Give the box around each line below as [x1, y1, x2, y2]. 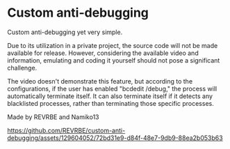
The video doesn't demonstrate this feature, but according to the [7, 77, 193, 85]
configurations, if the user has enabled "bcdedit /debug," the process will [7, 84, 217, 93]
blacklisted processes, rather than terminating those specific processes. [7, 99, 214, 107]
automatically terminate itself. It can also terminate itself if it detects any [7, 92, 213, 100]
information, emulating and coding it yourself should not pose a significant [7, 56, 220, 64]
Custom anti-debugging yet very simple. [7, 28, 123, 36]
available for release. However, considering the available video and [7, 49, 199, 57]
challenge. [7, 63, 38, 72]
